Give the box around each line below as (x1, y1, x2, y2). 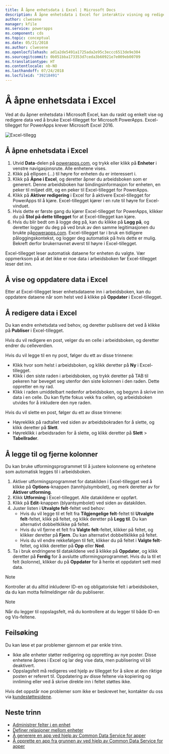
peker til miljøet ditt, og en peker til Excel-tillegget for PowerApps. (12, 187, 149, 193)
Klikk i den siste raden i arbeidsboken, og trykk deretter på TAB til (12, 373, 148, 379)
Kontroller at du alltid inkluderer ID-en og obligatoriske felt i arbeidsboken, (5, 584, 159, 590)
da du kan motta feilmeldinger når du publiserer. (5, 589, 105, 595)
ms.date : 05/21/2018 (5, 40, 49, 45)
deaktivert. (12, 662, 35, 668)
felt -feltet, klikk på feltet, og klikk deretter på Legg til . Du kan (20, 516, 147, 522)
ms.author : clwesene (5, 45, 49, 50)
